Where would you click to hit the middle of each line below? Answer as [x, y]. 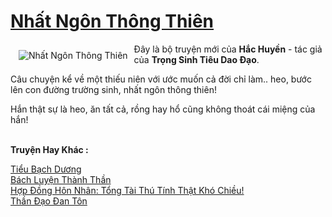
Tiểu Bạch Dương [46, 169]
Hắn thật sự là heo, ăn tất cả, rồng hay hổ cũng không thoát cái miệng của [163, 109]
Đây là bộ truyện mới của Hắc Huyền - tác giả [228, 49]
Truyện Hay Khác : [49, 149]
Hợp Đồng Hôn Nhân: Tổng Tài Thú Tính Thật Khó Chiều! [127, 190]
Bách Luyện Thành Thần [61, 179]
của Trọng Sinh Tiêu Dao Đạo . [196, 59]
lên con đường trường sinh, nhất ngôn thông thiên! [113, 89]
